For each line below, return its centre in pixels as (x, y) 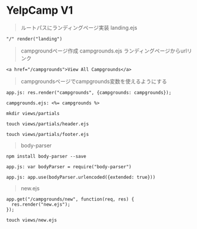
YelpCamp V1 (40, 10)
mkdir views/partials (33, 113)
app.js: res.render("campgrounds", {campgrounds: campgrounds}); (89, 92)
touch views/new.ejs (32, 220)
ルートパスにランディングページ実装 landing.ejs (79, 27)
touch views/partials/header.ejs (48, 124)
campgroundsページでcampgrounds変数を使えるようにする (94, 81)
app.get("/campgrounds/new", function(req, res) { (70, 199)
